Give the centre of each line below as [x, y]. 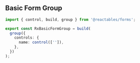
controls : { [27, 38]
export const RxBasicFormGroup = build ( [48, 29]
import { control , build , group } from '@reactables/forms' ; [71, 19]
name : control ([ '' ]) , [41, 42]
